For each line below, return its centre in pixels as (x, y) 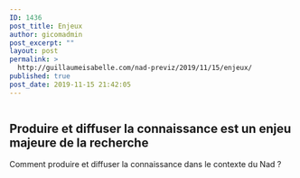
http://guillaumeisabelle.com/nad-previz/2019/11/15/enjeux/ (135, 68)
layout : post (34, 51)
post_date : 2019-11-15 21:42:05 (70, 85)
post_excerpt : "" (42, 43)
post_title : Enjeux (46, 26)
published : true (40, 76)
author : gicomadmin (46, 34)
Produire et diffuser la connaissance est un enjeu (150, 129)
